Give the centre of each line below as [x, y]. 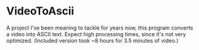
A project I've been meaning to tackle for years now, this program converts [100, 28]
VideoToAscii [40, 11]
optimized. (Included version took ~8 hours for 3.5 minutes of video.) [93, 40]
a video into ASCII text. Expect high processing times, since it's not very [96, 34]
